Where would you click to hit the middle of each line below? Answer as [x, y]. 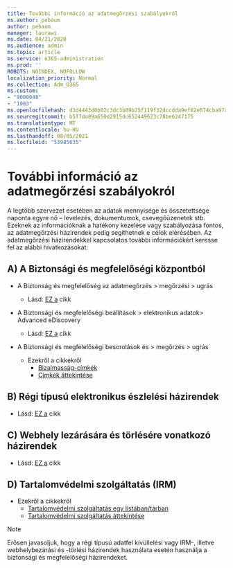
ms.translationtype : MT [42, 123]
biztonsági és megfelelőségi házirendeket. [68, 558]
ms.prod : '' [24, 65]
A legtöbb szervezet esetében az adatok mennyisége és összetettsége [109, 211]
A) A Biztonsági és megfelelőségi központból [106, 269]
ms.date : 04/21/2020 [37, 39]
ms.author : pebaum [34, 20]
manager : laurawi [32, 33]
